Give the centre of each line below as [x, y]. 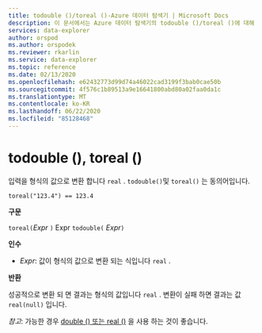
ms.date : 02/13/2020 [42, 75]
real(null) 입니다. [38, 304]
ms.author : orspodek [42, 45]
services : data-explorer [49, 30]
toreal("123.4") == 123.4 [51, 196]
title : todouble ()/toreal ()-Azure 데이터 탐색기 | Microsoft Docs [119, 15]
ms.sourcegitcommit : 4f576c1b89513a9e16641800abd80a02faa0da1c [115, 89]
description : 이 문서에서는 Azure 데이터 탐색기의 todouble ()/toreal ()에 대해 [131, 23]
